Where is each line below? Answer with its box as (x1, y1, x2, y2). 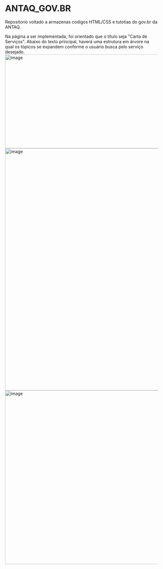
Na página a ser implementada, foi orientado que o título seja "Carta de (5, 33, 147, 39)
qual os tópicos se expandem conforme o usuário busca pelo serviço (5, 44, 144, 49)
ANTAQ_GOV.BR (5, 3, 71, 14)
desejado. (5, 49, 25, 55)
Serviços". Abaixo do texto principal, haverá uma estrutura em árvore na (5, 38, 149, 44)
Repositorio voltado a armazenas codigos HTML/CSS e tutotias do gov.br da (5, 19, 158, 25)
